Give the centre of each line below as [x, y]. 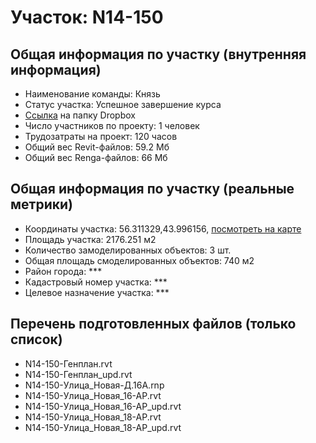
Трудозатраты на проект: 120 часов [101, 136]
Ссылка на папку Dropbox [80, 115]
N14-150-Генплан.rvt [68, 363]
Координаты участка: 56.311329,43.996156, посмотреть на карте [163, 228]
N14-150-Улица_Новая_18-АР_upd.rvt [103, 427]
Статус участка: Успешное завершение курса [123, 104]
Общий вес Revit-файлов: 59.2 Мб [97, 147]
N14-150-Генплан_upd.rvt [78, 374]
